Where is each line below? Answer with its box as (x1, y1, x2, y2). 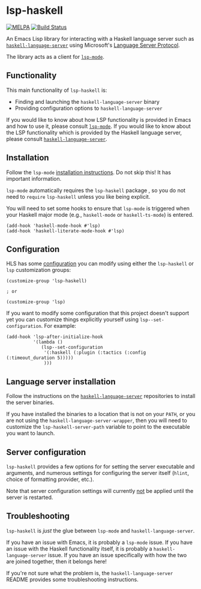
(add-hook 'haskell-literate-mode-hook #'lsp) (6, 228, 125, 234)
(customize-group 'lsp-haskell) (6, 278, 87, 284)
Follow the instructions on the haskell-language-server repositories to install (6, 393, 196, 400)
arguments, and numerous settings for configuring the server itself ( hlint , (6, 470, 190, 476)
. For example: (41, 322, 77, 330)
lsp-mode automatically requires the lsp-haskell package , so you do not (6, 187, 186, 194)
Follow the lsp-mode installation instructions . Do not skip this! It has (6, 169, 171, 176)
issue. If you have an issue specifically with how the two (47, 551, 187, 558)
